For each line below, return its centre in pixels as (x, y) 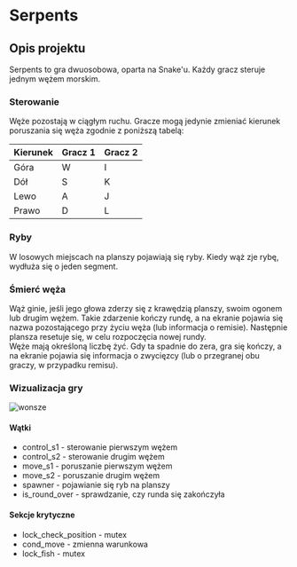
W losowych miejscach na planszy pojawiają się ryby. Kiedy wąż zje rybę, (144, 256)
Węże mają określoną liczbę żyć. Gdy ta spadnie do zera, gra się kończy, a (145, 346)
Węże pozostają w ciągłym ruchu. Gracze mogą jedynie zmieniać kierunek (145, 122)
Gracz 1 (78, 153)
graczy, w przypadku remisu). (64, 365)
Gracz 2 (121, 153)
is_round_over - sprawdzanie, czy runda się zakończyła (123, 494)
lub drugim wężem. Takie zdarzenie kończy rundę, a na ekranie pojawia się (146, 318)
